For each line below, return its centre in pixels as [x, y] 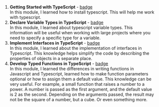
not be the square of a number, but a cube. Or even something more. [79, 99]
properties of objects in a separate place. [51, 58]
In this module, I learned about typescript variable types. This [71, 28]
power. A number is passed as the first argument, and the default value [81, 89]
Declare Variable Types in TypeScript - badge [56, 22]
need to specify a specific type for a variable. [55, 38]
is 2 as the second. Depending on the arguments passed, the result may [82, 94]
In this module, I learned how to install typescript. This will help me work [82, 12]
